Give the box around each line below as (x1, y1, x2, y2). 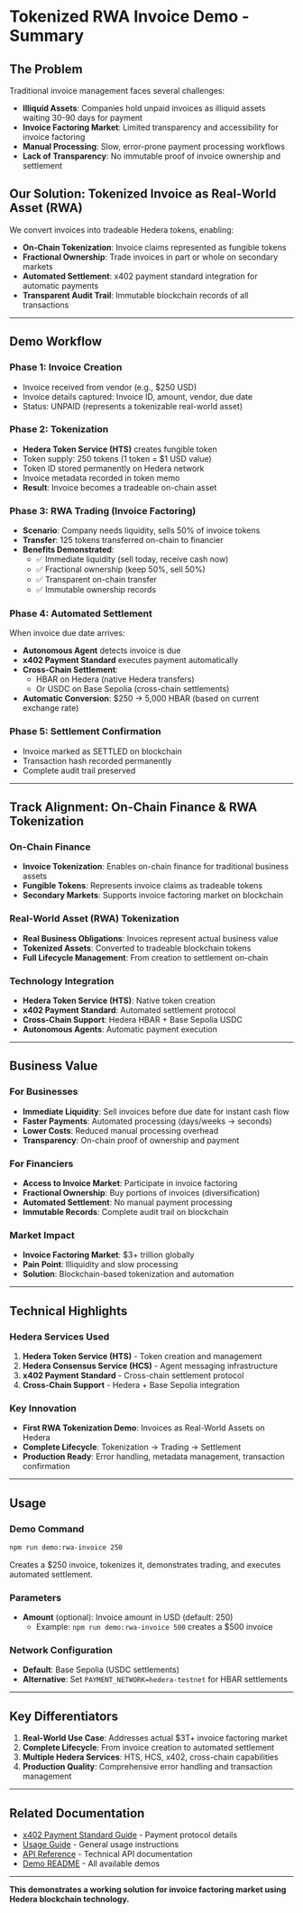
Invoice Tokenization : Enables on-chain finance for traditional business (22, 861, 289, 872)
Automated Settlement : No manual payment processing (22, 1197, 233, 1208)
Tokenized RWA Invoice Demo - (9, 6, 250, 27)
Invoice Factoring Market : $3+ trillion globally (22, 1249, 195, 1260)
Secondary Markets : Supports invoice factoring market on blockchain (22, 890, 284, 901)
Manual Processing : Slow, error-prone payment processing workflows (22, 142, 286, 152)
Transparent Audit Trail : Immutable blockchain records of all (22, 290, 249, 300)
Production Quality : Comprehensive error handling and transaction (22, 1761, 273, 1772)
